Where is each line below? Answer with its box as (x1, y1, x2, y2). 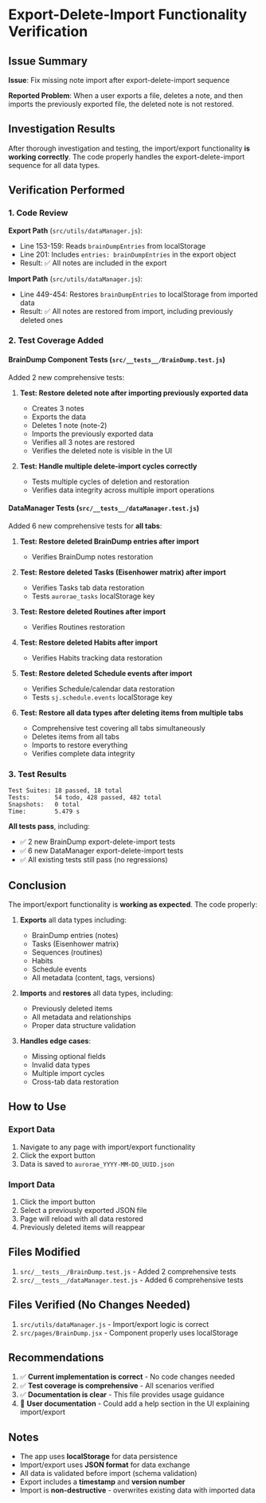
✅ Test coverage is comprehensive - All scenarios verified (19, 1381, 215, 1391)
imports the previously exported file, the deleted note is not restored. (8, 100, 234, 108)
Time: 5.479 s (8, 807, 80, 816)
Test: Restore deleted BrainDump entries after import (19, 536, 199, 546)
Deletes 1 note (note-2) (31, 420, 108, 430)
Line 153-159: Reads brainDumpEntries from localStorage (19, 241, 206, 250)
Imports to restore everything (31, 740, 128, 750)
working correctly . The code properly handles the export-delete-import (8, 151, 245, 161)
